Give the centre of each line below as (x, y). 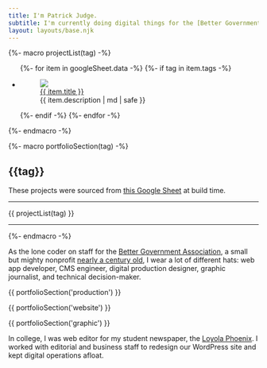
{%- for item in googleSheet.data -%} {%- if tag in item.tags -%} (126, 68)
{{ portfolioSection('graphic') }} (59, 323)
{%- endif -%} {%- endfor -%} (70, 115)
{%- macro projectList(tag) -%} (60, 53)
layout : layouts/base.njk (51, 30)
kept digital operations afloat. (56, 355)
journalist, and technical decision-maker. (75, 277)
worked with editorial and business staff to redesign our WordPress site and (132, 347)
